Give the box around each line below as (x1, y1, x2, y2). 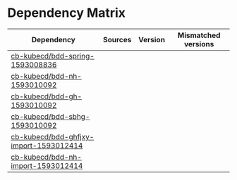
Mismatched (177, 30, 221, 40)
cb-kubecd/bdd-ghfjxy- (11, 131, 95, 141)
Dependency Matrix (7, 5, 126, 21)
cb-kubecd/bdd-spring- (11, 51, 95, 60)
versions (183, 39, 214, 49)
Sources (102, 34, 132, 44)
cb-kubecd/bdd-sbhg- (11, 111, 90, 121)
